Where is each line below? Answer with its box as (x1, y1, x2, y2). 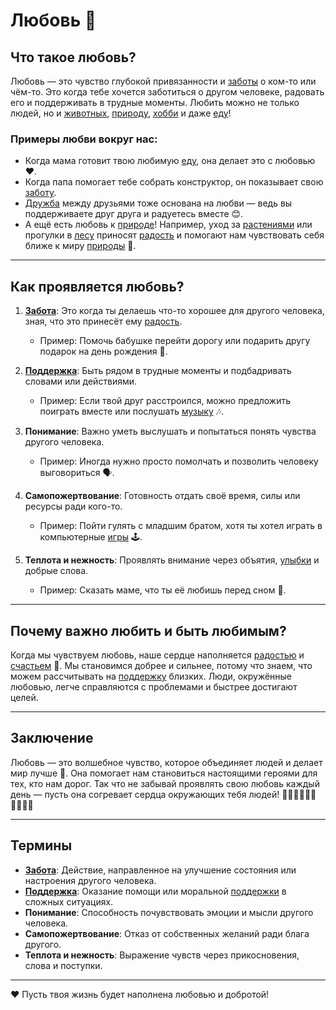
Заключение (10, 730, 94, 747)
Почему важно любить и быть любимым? (10, 622, 287, 639)
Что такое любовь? (10, 49, 137, 66)
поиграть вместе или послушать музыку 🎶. (39, 405, 225, 418)
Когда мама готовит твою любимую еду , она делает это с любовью (24, 155, 316, 167)
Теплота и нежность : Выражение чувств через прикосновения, (24, 949, 300, 961)
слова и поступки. (24, 959, 103, 971)
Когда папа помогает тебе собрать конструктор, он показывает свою (24, 176, 324, 188)
